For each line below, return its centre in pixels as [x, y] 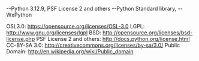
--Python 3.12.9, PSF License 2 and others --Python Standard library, [91, 9]
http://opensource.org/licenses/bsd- [148, 33]
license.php [21, 39]
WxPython [19, 15]
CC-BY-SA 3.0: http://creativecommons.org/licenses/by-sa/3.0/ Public [93, 45]
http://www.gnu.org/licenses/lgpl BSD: [54, 33]
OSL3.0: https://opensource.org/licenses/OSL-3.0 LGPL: [76, 26]
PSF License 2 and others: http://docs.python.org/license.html [113, 39]
